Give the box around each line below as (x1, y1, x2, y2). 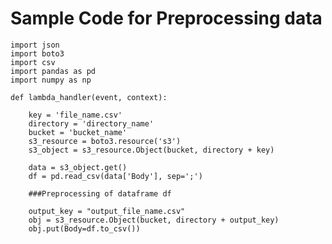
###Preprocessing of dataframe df (28, 188, 172, 199)
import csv (10, 57, 56, 67)
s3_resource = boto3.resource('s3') (28, 136, 182, 146)
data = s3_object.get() (28, 162, 128, 172)
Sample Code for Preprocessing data (10, 7, 323, 30)
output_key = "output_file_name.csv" (28, 206, 186, 216)
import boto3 (10, 48, 65, 59)
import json (10, 40, 60, 50)
